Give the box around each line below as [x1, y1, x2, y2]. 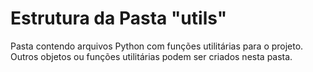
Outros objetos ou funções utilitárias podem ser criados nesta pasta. [10, 50, 293, 62]
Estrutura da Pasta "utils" [10, 7, 228, 30]
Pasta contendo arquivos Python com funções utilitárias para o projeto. [10, 40, 304, 52]
